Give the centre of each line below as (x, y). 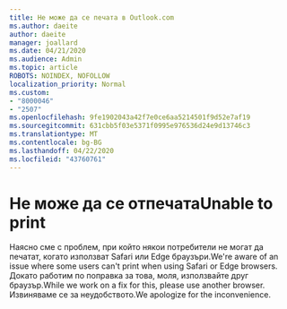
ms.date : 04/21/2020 (48, 51)
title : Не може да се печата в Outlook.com (92, 17)
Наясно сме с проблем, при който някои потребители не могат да (137, 247)
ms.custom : (30, 92)
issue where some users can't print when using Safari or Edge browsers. (143, 266)
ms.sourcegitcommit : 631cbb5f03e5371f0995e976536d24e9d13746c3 (130, 126)
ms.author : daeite (43, 26)
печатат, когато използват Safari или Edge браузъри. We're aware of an (144, 257)
